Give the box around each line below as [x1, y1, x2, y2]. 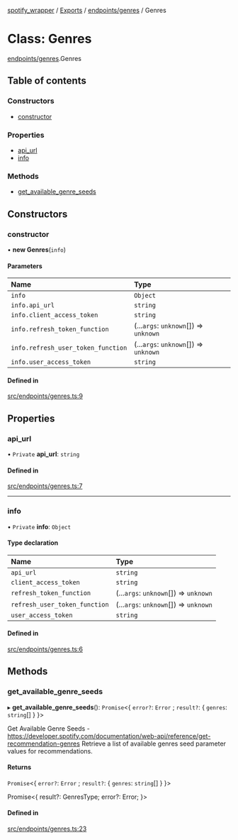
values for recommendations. [7, 746, 93, 755]
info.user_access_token [11, 358, 91, 366]
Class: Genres [7, 31, 92, 47]
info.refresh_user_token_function [11, 344, 127, 352]
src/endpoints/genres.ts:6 [7, 645, 84, 653]
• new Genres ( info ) [7, 245, 66, 254]
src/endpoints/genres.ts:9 [7, 392, 84, 400]
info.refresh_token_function [11, 326, 109, 333]
